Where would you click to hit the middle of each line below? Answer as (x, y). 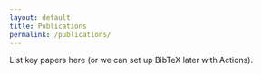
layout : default (40, 18)
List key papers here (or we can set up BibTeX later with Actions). (131, 60)
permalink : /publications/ (60, 34)
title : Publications (49, 26)
